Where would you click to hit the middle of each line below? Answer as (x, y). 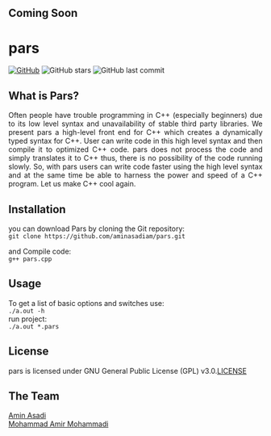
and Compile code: (40, 251)
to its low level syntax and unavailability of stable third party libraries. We (135, 124)
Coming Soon (43, 13)
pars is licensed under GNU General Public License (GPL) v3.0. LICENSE (128, 371)
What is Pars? (44, 96)
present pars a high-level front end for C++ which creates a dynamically (135, 132)
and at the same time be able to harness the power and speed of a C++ (135, 175)
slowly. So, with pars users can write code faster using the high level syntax (135, 167)
